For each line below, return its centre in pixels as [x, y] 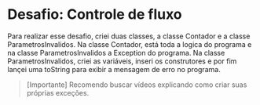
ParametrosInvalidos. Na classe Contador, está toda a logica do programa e [130, 44]
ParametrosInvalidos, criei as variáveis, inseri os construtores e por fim [122, 61]
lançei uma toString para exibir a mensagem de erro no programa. [114, 69]
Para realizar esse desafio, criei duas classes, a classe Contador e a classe [129, 36]
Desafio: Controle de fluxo [95, 14]
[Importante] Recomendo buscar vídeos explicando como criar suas [137, 85]
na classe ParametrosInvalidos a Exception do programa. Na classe [116, 52]
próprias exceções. [58, 92]
